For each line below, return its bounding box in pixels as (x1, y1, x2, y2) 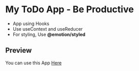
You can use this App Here (5, 60, 62, 66)
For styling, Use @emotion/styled (12, 31, 86, 37)
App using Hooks (12, 20, 50, 27)
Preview (5, 46, 32, 55)
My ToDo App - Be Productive (5, 4, 134, 15)
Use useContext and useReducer (12, 26, 83, 32)
